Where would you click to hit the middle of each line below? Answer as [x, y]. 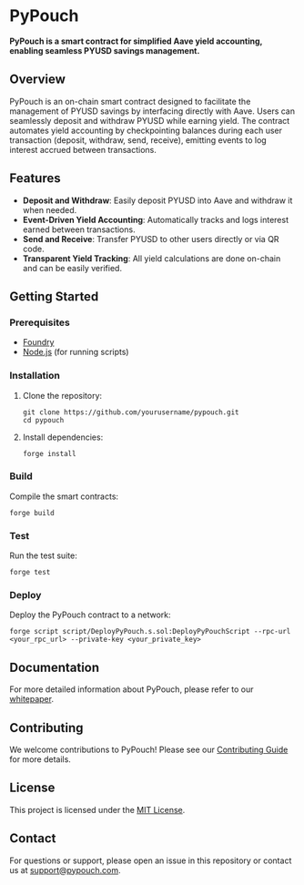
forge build [32, 513]
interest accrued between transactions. [83, 149]
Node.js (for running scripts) [76, 352]
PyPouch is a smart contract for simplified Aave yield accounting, [136, 41]
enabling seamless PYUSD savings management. [105, 50]
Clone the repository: [62, 395]
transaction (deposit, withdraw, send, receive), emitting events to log [138, 140]
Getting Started [54, 296]
